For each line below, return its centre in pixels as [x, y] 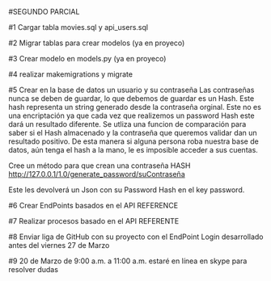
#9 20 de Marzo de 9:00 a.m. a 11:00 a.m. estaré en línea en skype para [128, 261]
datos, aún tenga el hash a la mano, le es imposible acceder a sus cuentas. [133, 150]
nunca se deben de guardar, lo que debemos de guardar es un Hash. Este [131, 99]
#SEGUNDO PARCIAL [44, 12]
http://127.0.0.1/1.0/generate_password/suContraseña [97, 174]
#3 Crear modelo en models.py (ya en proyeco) [87, 59]
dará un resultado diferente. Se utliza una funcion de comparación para [127, 124]
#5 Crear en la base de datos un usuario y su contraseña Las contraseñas [131, 90]
